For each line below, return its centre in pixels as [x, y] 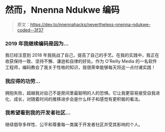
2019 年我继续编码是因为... [37, 44]
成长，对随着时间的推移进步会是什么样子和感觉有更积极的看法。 [78, 99]
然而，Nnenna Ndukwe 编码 [62, 10]
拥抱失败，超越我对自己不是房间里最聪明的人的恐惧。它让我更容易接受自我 [80, 93]
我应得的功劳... [23, 81]
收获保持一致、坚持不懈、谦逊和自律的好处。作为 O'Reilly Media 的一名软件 [81, 61]
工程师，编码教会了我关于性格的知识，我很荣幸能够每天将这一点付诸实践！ [80, 67]
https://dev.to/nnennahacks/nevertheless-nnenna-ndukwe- [90, 24]
